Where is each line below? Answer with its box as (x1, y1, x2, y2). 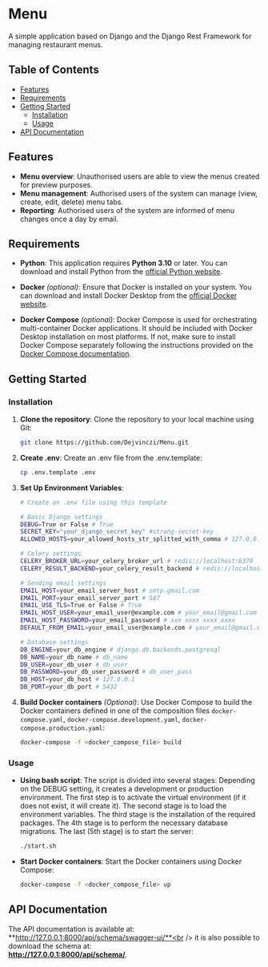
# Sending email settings (19, 578, 106, 587)
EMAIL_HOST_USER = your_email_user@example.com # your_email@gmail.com (19, 609, 258, 617)
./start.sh (19, 842, 57, 850)
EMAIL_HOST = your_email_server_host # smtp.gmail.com (19, 586, 200, 594)
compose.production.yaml (19, 724, 103, 733)
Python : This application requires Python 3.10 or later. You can (19, 258, 228, 268)
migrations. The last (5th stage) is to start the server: (19, 827, 194, 836)
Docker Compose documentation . (19, 349, 132, 359)
